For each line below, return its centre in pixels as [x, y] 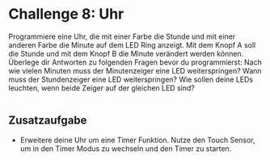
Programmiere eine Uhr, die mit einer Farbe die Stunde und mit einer [122, 36]
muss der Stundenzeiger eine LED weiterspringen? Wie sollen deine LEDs [131, 79]
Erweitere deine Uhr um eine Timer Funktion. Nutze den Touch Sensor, [138, 140]
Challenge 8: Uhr [66, 14]
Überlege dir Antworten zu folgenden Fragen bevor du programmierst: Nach [135, 62]
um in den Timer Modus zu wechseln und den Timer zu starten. [126, 148]
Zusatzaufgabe [48, 121]
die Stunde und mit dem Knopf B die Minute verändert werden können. [126, 53]
